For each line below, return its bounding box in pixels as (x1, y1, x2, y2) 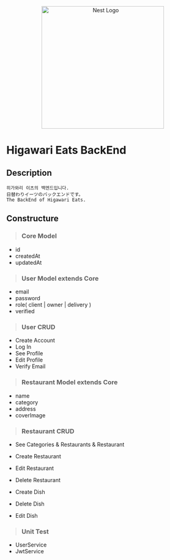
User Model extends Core (21, 274, 99, 282)
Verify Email (15, 363, 46, 370)
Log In (15, 343, 32, 350)
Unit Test (21, 527, 49, 535)
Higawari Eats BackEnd (6, 143, 127, 157)
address (15, 405, 36, 412)
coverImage (15, 411, 46, 419)
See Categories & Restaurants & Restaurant (15, 441, 125, 448)
